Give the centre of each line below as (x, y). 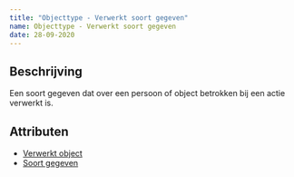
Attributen (39, 131)
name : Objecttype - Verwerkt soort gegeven (93, 26)
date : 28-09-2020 (42, 34)
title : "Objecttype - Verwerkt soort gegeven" (99, 18)
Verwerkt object (53, 153)
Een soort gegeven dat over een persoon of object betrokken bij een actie (147, 93)
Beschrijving (46, 71)
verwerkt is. (32, 103)
